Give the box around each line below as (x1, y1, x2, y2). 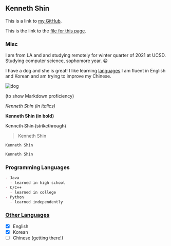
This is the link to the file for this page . (5, 28, 86, 34)
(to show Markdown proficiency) (5, 93, 74, 99)
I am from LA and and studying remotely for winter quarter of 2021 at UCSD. (5, 52, 166, 59)
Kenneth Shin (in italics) (5, 103, 55, 109)
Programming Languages (5, 164, 70, 171)
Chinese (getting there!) (12, 235, 63, 241)
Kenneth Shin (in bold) (5, 113, 54, 119)
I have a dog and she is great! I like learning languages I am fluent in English (5, 68, 166, 74)
